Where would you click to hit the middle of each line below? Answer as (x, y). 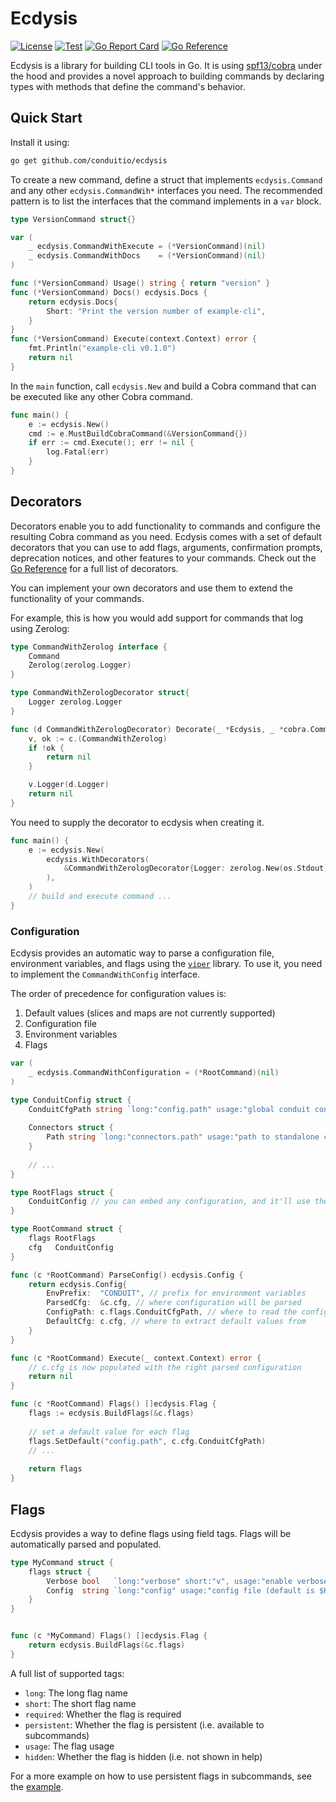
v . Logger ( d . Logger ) (69, 785)
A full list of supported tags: (67, 1673)
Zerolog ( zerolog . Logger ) (80, 665)
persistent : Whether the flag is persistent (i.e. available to (144, 1724)
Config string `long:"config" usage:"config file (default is (180, 1590)
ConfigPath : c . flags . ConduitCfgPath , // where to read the (172, 1312)
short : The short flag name (80, 1703)
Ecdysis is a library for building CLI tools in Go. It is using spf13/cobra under (166, 65)
